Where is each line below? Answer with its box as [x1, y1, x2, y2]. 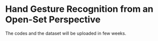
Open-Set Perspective [5, 14, 101, 25]
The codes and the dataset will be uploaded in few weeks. [5, 30, 126, 36]
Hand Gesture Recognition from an [5, 3, 154, 15]
